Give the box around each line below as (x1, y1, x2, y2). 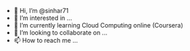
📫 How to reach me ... (13, 37, 78, 44)
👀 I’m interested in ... (13, 14, 73, 22)
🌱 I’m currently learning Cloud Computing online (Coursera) (13, 21, 184, 29)
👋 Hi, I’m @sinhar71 (13, 7, 69, 14)
